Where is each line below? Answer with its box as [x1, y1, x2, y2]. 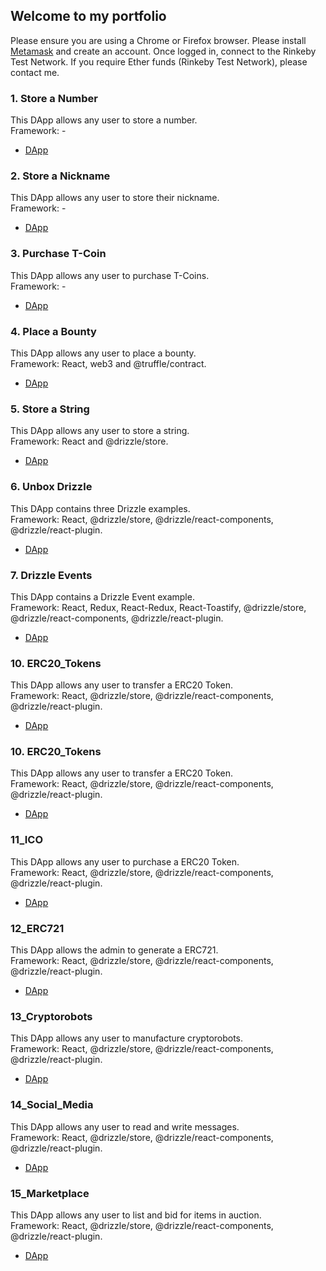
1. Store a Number [10, 91, 99, 105]
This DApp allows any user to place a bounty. [10, 347, 197, 359]
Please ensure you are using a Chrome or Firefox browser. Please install [10, 34, 307, 46]
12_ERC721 [10, 921, 65, 935]
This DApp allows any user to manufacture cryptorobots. [10, 1032, 244, 1044]
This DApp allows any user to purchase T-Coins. [10, 269, 210, 281]
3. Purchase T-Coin [10, 247, 107, 261]
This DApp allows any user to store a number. [10, 114, 198, 126]
